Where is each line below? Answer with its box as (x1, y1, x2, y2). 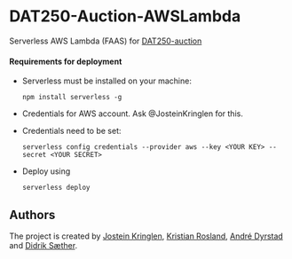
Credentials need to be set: (21, 126, 122, 137)
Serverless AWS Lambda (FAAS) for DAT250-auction (9, 35, 202, 46)
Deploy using (21, 166, 71, 177)
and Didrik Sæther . (9, 239, 78, 250)
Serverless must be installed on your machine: (21, 75, 193, 86)
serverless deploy (21, 184, 91, 192)
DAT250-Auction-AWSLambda (9, 6, 241, 27)
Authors (9, 207, 56, 223)
